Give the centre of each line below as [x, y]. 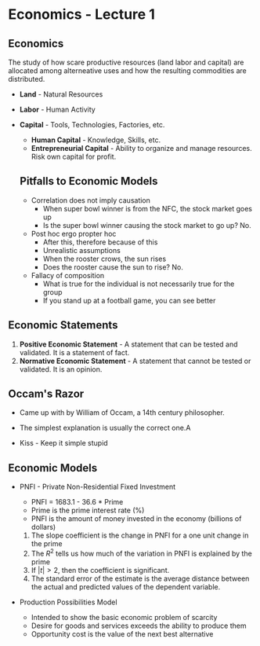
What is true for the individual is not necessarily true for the [139, 284]
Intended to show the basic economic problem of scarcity [124, 617]
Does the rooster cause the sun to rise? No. [113, 267]
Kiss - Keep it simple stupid [63, 443]
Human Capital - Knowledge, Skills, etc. [96, 140]
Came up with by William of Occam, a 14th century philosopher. [122, 413]
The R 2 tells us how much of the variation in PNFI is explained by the [141, 553]
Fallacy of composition [68, 275]
